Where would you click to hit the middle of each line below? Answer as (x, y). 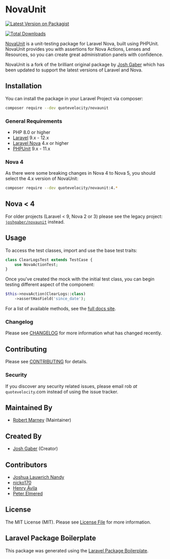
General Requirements (34, 121)
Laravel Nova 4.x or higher (41, 143)
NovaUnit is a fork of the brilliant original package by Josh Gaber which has (85, 64)
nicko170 (22, 482)
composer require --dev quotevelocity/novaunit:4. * (61, 188)
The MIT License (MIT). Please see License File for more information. (78, 522)
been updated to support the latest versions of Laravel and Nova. (74, 70)
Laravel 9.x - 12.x (31, 138)
